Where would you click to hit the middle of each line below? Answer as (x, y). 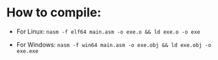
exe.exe (27, 51)
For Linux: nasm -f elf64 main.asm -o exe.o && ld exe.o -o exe (108, 31)
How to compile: (54, 13)
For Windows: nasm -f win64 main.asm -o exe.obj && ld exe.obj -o (114, 44)
